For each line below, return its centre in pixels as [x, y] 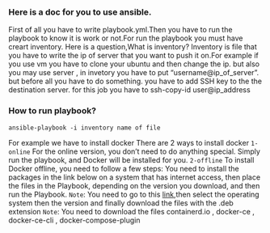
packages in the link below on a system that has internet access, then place [135, 177]
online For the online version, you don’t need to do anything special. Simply [135, 151]
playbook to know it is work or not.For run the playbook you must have [126, 38]
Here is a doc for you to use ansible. [80, 12]
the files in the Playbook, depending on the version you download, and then [134, 185]
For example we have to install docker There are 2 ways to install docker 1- [133, 142]
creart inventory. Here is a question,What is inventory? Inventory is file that [133, 47]
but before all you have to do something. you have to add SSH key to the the [135, 81]
